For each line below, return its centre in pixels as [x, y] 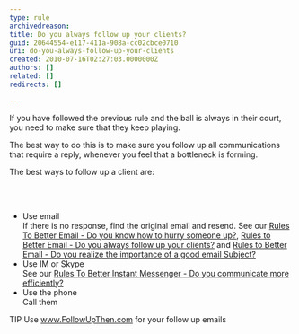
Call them [40, 302]
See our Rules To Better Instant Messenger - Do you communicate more [156, 273]
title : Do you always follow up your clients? [98, 34]
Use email [41, 215]
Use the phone [50, 292]
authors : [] [31, 68]
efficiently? [43, 283]
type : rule [30, 18]
